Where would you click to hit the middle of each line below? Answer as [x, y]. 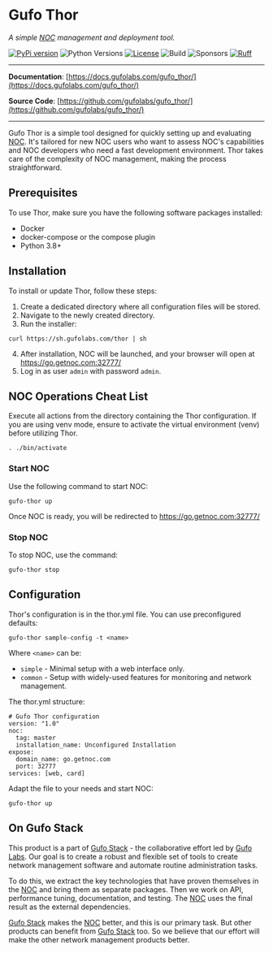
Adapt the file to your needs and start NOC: [81, 788]
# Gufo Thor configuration [54, 717]
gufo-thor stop [34, 570]
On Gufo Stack [46, 828]
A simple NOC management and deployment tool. [92, 37]
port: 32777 [36, 766]
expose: [22, 752]
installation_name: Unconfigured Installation [96, 745]
